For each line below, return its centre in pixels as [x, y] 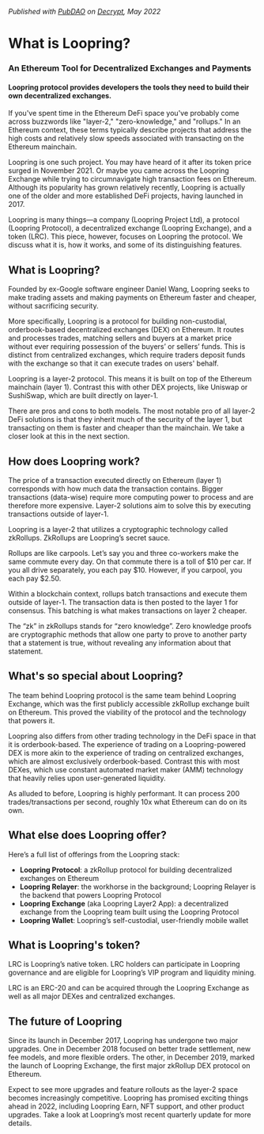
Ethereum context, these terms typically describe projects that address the [130, 130]
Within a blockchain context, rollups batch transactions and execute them [128, 593]
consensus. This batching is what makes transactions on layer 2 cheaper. [128, 611]
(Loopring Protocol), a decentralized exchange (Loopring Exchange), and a [130, 228]
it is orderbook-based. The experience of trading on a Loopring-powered [127, 744]
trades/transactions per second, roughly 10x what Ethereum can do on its [128, 802]
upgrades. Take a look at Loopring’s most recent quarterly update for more [130, 1115]
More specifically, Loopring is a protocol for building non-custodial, [118, 321]
